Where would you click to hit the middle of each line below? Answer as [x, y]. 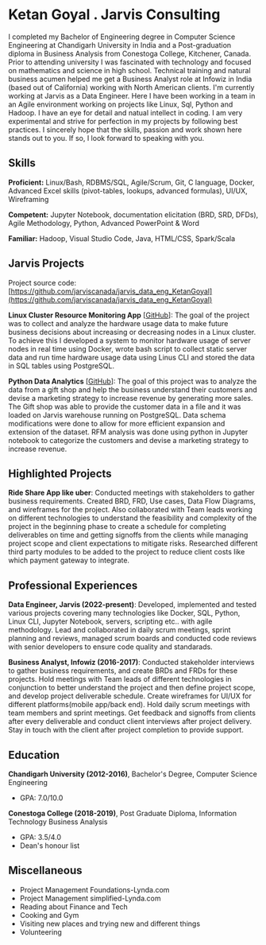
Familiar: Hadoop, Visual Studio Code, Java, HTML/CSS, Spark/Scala [122, 238]
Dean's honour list [50, 846]
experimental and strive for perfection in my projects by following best [123, 121]
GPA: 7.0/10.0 [41, 798]
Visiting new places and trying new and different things [110, 924]
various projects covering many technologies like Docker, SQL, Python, [124, 613]
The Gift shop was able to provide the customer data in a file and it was [125, 406]
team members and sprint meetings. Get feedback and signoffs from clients [132, 713]
